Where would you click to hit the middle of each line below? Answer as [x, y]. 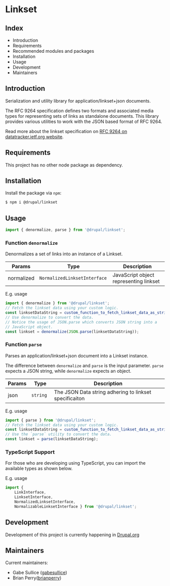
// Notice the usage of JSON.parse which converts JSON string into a [81, 322]
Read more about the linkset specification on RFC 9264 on [66, 131]
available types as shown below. [39, 469]
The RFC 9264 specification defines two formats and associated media [79, 111]
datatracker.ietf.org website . [35, 137]
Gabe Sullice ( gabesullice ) [40, 573]
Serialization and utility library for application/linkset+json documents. [78, 101]
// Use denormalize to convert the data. [50, 317]
